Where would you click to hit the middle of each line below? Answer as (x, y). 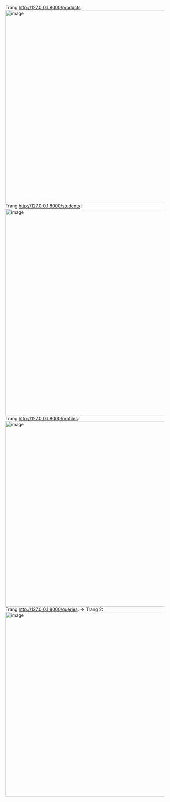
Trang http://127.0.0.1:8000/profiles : (42, 418)
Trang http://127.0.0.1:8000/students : (44, 206)
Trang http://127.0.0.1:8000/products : (44, 7)
